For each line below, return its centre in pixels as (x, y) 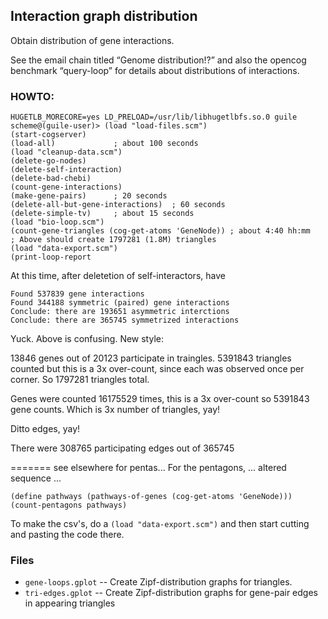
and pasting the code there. (67, 535)
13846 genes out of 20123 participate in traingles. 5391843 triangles (151, 358)
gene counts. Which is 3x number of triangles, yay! (115, 410)
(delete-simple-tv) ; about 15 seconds (102, 214)
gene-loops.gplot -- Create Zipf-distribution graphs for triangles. (158, 582)
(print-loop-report (51, 257)
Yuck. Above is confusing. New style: (87, 339)
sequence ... (36, 478)
